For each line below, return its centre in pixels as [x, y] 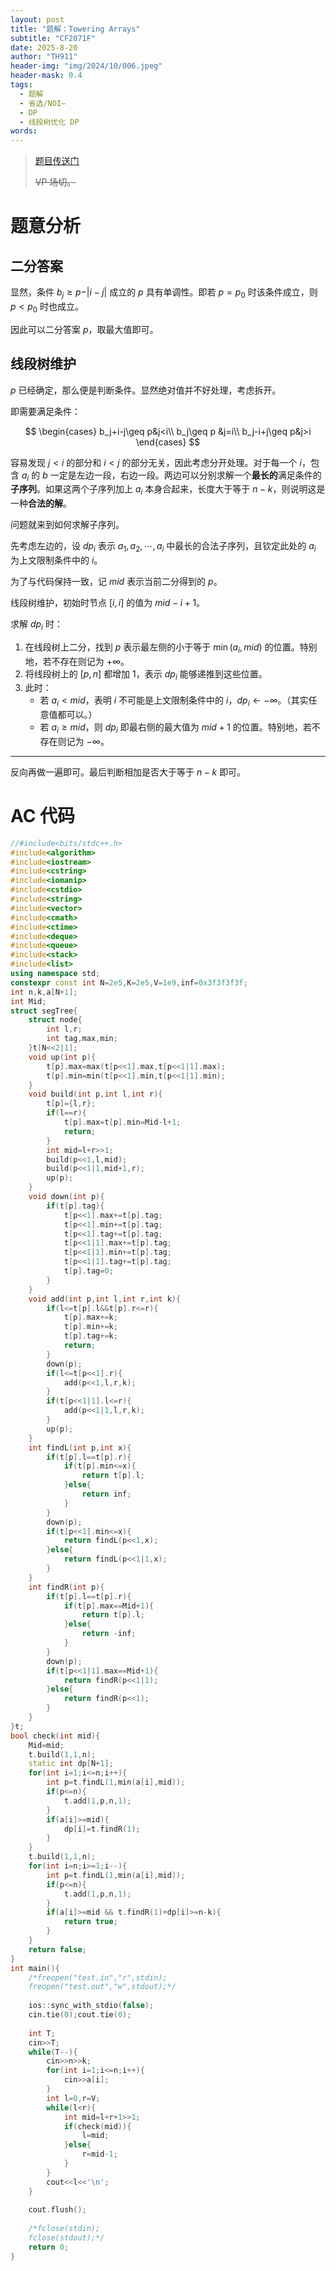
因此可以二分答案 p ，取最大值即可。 [84, 329]
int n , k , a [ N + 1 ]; [44, 992]
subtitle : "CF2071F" [53, 38]
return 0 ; [49, 2247]
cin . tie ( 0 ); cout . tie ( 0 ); [80, 2015]
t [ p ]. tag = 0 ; [88, 1271]
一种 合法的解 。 [41, 503]
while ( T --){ [53, 2052]
